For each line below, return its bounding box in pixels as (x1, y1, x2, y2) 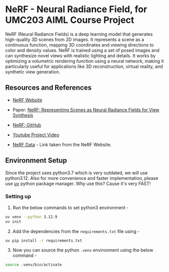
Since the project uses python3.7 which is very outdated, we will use (5, 170, 148, 176)
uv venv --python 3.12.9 (5, 214, 58, 219)
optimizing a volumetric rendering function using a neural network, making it (5, 58, 164, 64)
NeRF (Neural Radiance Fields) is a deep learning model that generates (5, 31, 153, 37)
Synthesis (12, 112, 34, 118)
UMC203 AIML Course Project (5, 14, 135, 26)
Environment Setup (5, 156, 67, 165)
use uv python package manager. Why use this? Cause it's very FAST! (5, 180, 151, 186)
